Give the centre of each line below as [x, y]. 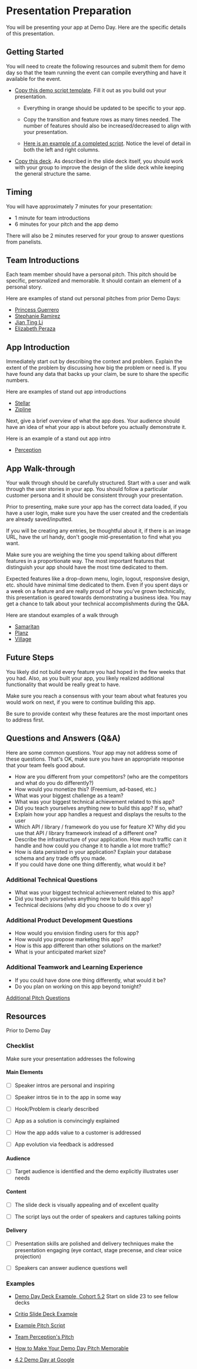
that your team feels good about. [46, 765]
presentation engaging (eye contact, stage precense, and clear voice [98, 1250]
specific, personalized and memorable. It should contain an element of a [94, 281]
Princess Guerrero [37, 310]
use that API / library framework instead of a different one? [86, 833]
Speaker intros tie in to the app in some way [68, 1097]
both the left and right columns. [61, 149]
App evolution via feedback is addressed [64, 1144]
